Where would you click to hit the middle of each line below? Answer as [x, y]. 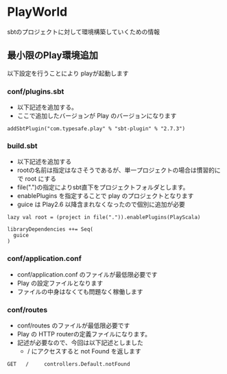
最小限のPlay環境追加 [52, 55]
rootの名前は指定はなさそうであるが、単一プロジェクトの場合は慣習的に [119, 170]
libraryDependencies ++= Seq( [50, 229]
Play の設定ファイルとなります [60, 283]
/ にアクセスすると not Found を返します [84, 351]
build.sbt [22, 146]
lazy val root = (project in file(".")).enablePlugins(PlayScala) [104, 217]
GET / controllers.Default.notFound [69, 364]
